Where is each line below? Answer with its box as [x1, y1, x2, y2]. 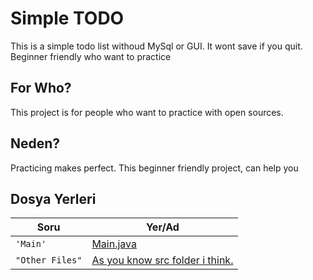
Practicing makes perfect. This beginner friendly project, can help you [10, 162, 299, 174]
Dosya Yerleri [10, 190, 97, 207]
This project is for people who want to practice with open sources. [10, 106, 284, 118]
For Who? [10, 80, 72, 97]
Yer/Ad [145, 220, 180, 234]
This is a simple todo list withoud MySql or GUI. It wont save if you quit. [10, 40, 303, 52]
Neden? [10, 135, 61, 152]
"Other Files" [15, 255, 83, 266]
